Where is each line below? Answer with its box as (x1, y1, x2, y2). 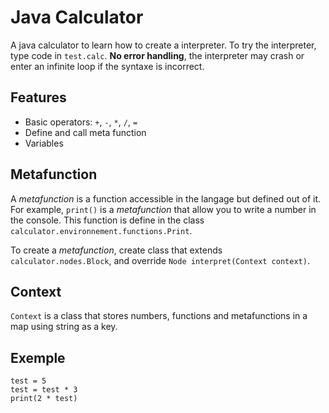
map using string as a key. (10, 321, 118, 333)
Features (10, 89, 67, 106)
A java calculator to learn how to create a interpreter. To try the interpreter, (10, 39, 317, 51)
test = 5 (10, 376, 47, 386)
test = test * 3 (10, 385, 78, 395)
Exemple (10, 349, 66, 366)
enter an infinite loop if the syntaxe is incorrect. (10, 60, 205, 72)
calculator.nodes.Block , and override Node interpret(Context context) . (10, 254, 310, 266)
